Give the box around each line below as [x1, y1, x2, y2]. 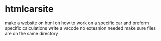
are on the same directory [5, 30, 58, 36]
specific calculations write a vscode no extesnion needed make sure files [5, 25, 156, 31]
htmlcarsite [5, 3, 54, 15]
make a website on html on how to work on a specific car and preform [5, 20, 149, 26]
